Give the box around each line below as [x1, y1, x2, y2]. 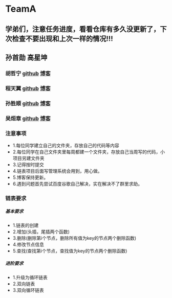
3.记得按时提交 [12, 162, 45, 168]
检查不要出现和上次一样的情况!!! [12, 34, 114, 43]
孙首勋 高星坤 [5, 53, 48, 62]
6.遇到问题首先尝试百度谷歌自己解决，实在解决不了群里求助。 [12, 180, 143, 187]
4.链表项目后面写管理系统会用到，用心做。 [12, 168, 102, 174]
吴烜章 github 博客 [5, 114, 51, 122]
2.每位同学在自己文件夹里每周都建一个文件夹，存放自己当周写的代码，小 [12, 149, 165, 155]
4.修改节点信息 [12, 241, 45, 247]
